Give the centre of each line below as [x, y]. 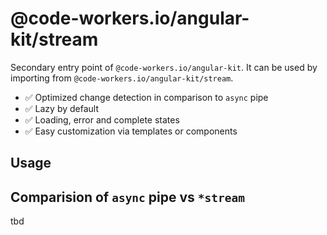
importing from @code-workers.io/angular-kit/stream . [122, 78]
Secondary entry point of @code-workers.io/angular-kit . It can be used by [164, 67]
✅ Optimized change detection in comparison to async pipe [146, 97]
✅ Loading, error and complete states [102, 119]
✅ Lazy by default [62, 108]
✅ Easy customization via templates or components [131, 131]
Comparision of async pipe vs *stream [128, 197]
